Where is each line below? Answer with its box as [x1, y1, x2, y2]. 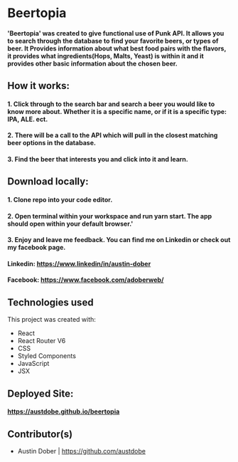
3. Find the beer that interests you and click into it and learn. [7, 154, 188, 163]
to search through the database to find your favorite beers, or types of [7, 36, 219, 45]
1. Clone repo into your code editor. [7, 195, 113, 204]
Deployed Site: [7, 387, 74, 399]
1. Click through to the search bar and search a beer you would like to [7, 100, 215, 108]
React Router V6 [17, 337, 66, 345]
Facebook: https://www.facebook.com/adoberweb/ [7, 275, 164, 284]
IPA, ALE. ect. [7, 115, 48, 123]
